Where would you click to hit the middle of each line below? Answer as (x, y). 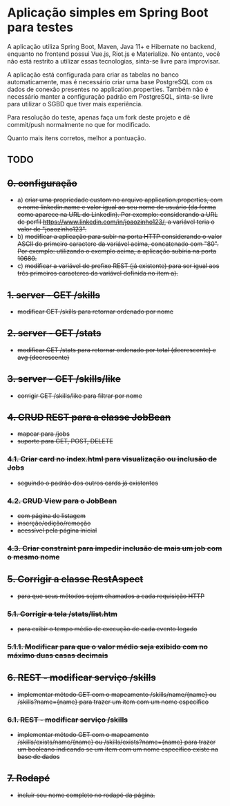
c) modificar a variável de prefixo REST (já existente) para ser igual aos (118, 266)
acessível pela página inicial (57, 530)
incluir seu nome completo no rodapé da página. (86, 795)
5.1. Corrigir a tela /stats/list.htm (62, 614)
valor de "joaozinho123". (52, 229)
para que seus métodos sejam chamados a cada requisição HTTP (111, 596)
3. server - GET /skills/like (64, 379)
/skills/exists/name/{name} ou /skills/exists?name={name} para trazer (116, 742)
